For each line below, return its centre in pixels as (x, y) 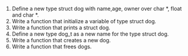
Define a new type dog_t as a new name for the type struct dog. (90, 34)
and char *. (25, 15)
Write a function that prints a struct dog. (61, 27)
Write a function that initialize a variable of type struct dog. (84, 21)
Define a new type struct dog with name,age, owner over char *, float (97, 9)
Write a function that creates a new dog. (61, 40)
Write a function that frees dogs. (52, 46)
